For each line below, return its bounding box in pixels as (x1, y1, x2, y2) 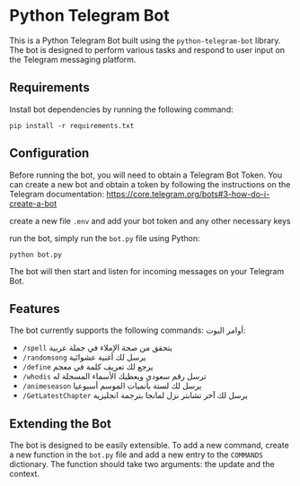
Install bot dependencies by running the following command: (9, 104, 234, 115)
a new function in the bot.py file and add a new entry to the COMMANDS (9, 449, 263, 460)
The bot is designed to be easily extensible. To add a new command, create (9, 440, 289, 451)
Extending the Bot (9, 416, 112, 431)
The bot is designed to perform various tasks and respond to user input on (9, 44, 286, 55)
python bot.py (9, 250, 63, 259)
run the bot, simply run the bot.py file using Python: (9, 232, 200, 243)
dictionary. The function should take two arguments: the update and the (9, 459, 276, 470)
